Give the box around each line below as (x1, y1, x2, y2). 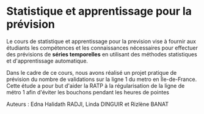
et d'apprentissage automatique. (6, 57, 89, 64)
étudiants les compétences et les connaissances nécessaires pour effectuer (6, 44, 199, 51)
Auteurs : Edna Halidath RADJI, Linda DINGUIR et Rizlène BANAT (6, 100, 169, 108)
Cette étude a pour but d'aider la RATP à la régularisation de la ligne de (6, 82, 185, 89)
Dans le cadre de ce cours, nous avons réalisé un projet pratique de (6, 69, 177, 76)
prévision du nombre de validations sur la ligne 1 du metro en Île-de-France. (6, 75, 197, 83)
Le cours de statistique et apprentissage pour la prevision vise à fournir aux (6, 37, 197, 45)
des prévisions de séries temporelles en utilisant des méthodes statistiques (6, 50, 197, 58)
